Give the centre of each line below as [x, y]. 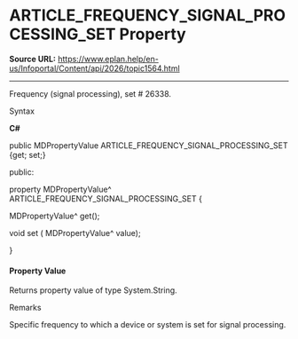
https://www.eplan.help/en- [108, 59]
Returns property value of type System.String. [93, 290]
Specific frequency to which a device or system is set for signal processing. [148, 325]
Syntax [22, 111]
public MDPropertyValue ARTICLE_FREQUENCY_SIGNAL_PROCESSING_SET [149, 145]
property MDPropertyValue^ [61, 189]
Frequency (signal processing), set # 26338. [90, 93]
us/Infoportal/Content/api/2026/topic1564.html [94, 68]
